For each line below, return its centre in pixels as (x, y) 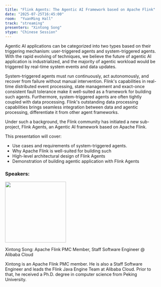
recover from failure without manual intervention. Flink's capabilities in (75, 81)
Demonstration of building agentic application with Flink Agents (76, 161)
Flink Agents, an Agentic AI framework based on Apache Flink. (84, 127)
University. (16, 280)
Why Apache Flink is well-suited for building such (62, 151)
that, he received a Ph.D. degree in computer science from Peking (71, 274)
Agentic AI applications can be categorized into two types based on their (78, 46)
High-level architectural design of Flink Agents (59, 156)
